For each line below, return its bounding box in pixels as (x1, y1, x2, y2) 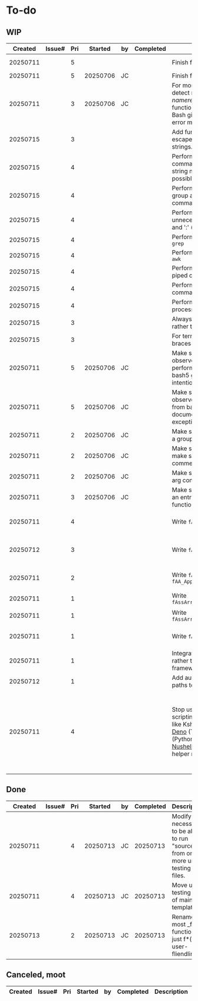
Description (154, 987, 189, 996)
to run (171, 834, 189, 842)
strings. (171, 143, 193, 151)
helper (171, 750, 190, 758)
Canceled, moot (6, 970, 66, 980)
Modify (171, 812, 192, 820)
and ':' (171, 223, 190, 231)
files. (171, 871, 186, 879)
